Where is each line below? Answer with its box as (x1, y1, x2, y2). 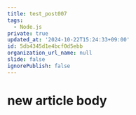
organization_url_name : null (7, 50, 93, 57)
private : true (7, 29, 49, 37)
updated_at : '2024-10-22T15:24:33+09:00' (7, 36, 130, 43)
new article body (7, 93, 107, 109)
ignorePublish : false (7, 62, 71, 69)
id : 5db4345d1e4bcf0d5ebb (7, 43, 83, 50)
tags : (7, 17, 23, 24)
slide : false (7, 56, 46, 63)
